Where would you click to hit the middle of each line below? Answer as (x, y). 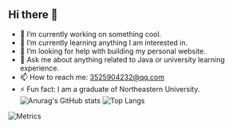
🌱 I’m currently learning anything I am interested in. (104, 42)
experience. (39, 68)
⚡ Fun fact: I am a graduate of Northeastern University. (110, 89)
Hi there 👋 (33, 15)
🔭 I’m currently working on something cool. (91, 34)
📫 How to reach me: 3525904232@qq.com (92, 77)
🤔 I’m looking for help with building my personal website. (113, 51)
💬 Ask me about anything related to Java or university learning (122, 59)
